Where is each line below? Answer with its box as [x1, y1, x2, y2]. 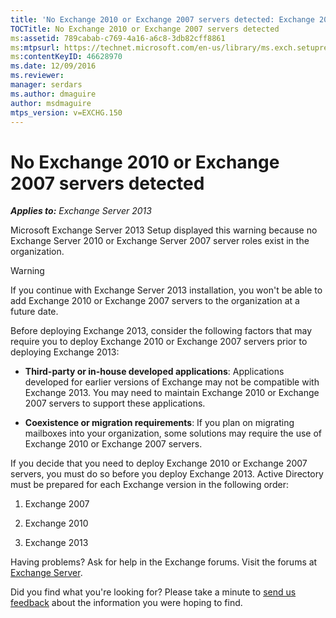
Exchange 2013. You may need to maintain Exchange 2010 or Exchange [24, 387, 320, 399]
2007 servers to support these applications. [24, 397, 206, 410]
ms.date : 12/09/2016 [10, 61, 97, 71]
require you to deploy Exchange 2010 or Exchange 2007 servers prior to [10, 336, 308, 348]
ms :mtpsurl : [10, 42, 60, 53]
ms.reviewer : [10, 71, 65, 81]
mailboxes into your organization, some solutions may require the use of [24, 427, 322, 440]
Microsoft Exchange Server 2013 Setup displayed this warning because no [10, 224, 318, 236]
